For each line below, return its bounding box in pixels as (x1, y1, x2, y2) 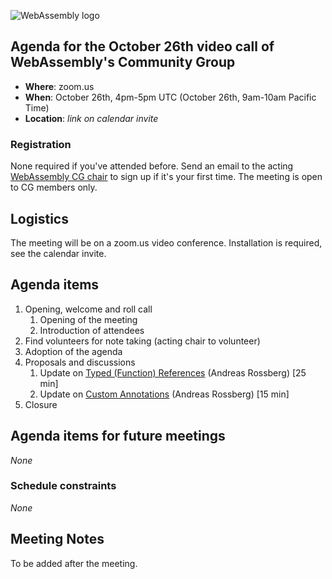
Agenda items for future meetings (10, 428, 226, 445)
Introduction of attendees (39, 324, 145, 336)
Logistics (10, 210, 69, 227)
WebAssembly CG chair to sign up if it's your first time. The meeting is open (10, 171, 323, 183)
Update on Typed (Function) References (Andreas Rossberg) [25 (39, 366, 307, 379)
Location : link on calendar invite (24, 112, 159, 124)
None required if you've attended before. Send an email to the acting (10, 160, 294, 172)
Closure (24, 398, 58, 410)
